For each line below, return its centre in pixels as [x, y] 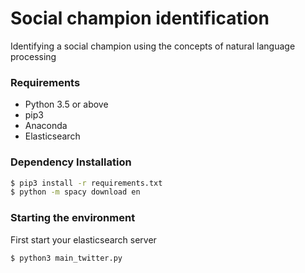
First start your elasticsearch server [83, 239]
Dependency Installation [71, 162]
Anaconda [46, 126]
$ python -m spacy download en [75, 192]
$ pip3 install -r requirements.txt [86, 183]
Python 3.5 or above [66, 104]
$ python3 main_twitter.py [66, 258]
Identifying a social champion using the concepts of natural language [153, 46]
